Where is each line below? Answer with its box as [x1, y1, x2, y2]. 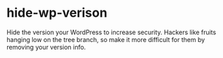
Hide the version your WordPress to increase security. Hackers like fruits [6, 28, 217, 36]
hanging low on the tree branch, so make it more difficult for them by [6, 35, 205, 43]
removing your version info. [6, 43, 86, 51]
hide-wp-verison [6, 5, 108, 21]
